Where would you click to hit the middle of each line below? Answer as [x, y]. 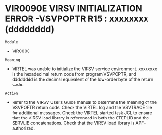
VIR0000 [21, 51]
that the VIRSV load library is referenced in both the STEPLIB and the [81, 118]
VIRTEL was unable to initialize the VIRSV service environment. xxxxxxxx [84, 69]
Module [12, 42]
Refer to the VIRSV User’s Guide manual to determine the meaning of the [84, 102]
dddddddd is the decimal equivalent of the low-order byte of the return [83, 79]
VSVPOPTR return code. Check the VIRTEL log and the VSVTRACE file [82, 107]
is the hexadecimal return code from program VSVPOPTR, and [74, 74]
